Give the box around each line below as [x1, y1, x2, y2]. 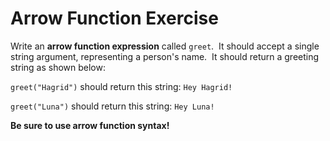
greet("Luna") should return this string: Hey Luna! [10, 100, 215, 112]
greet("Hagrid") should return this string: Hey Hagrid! [10, 80, 233, 92]
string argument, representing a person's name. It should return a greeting [10, 50, 320, 62]
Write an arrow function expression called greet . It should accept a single [10, 40, 320, 52]
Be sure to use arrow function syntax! [10, 119, 170, 131]
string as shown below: [10, 61, 106, 73]
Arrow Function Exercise [10, 7, 219, 30]
